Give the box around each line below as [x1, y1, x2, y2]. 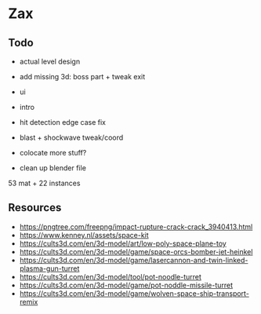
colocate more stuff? [19, 148, 87, 157]
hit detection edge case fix [19, 118, 107, 126]
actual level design [19, 57, 81, 66]
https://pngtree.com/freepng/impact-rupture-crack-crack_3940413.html [19, 221, 253, 232]
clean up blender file [19, 163, 86, 173]
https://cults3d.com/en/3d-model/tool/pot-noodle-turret [19, 272, 202, 281]
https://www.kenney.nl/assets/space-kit [19, 230, 149, 239]
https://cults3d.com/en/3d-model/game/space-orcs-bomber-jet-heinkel [19, 246, 253, 256]
